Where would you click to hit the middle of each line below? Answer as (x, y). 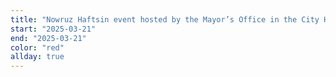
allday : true (37, 57)
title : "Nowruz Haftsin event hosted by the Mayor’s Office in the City (165, 19)
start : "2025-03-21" (53, 29)
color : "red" (37, 47)
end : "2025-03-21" (48, 38)
